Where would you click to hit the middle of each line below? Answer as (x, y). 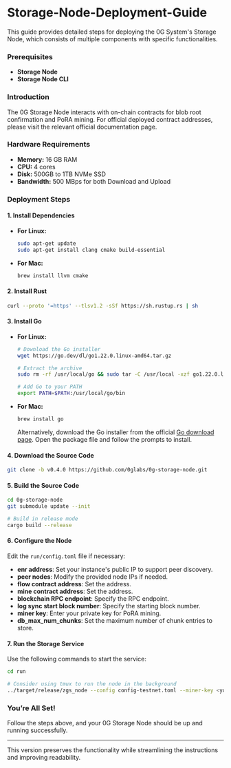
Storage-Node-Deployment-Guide (107, 13)
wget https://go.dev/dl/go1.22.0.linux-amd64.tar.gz (94, 356)
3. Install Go (25, 321)
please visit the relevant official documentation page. (82, 127)
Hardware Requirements (49, 145)
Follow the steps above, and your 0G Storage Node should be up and (105, 723)
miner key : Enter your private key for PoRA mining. (89, 613)
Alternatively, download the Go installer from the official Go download (115, 432)
